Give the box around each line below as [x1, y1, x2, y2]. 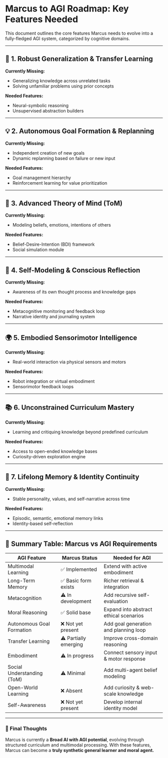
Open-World [7, 684, 38, 691]
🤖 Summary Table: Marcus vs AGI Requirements [5, 540, 157, 548]
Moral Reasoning [7, 609, 47, 616]
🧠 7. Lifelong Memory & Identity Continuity [5, 473, 139, 481]
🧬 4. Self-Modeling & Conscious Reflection [5, 266, 140, 274]
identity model [103, 705, 137, 712]
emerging [60, 641, 83, 648]
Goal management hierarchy [12, 175, 71, 181]
